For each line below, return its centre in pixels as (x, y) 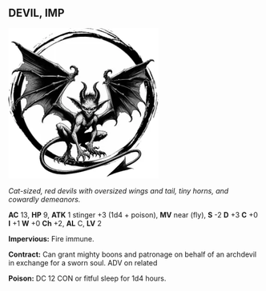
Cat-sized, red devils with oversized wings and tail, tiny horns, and (119, 190)
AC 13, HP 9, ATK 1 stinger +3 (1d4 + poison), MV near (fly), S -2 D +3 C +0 (133, 214)
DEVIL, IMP (36, 13)
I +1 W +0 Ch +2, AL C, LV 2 (55, 223)
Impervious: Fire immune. (51, 238)
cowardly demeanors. (44, 199)
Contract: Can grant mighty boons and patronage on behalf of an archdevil (133, 254)
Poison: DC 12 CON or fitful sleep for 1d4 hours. (87, 278)
